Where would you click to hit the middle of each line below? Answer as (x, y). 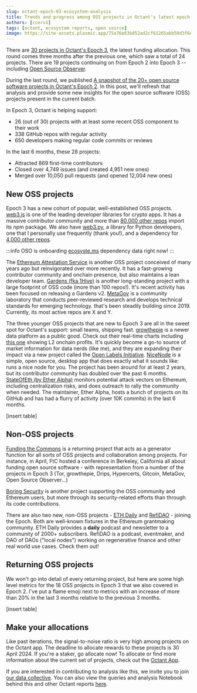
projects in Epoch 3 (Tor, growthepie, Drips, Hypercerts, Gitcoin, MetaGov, (96, 473)
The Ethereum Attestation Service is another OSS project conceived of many (98, 262)
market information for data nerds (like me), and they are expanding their (94, 348)
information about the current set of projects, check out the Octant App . (93, 660)
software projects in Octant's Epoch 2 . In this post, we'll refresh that (88, 86)
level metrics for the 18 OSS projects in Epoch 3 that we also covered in (92, 585)
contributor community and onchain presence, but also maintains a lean (93, 274)
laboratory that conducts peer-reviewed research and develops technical (94, 300)
